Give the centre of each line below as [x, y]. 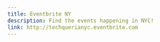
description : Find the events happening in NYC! [81, 21]
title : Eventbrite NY [39, 14]
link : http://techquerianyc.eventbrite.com [73, 27]
